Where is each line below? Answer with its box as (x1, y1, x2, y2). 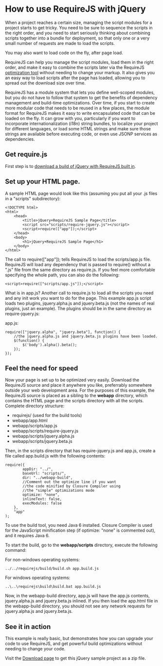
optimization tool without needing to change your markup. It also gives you (5, 69, 155, 75)
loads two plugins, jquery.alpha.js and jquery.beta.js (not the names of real (5, 300, 155, 306)
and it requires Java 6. (5, 533, 50, 539)
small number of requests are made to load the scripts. (5, 40, 115, 46)
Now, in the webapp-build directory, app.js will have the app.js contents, (5, 593, 150, 599)
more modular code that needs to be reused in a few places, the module (5, 105, 150, 111)
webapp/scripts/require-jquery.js (12, 428, 79, 434)
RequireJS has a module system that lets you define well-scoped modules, (5, 89, 155, 95)
